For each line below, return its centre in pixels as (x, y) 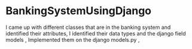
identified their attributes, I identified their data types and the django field (96, 33)
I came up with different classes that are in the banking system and (88, 27)
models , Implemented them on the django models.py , (73, 40)
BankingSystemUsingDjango (79, 11)
